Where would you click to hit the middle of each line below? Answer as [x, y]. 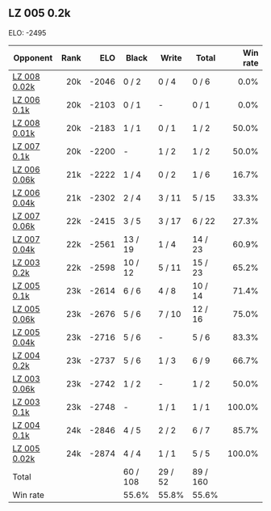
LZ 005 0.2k [40, 13]
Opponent [33, 57]
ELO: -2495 [27, 32]
